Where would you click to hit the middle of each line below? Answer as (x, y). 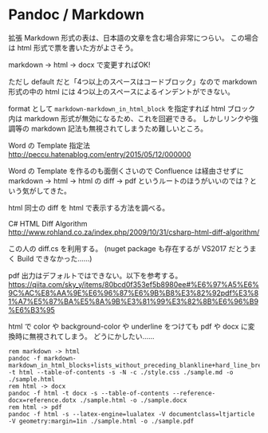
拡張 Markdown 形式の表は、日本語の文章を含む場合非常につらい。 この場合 (134, 37)
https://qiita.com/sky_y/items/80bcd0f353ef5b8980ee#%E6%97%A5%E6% (134, 284)
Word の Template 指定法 (49, 145)
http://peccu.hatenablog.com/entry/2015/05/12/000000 (100, 154)
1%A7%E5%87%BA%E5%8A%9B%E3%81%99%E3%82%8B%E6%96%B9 (134, 301)
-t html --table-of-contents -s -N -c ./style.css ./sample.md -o (121, 372)
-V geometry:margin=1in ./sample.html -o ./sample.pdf (101, 421)
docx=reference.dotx (43, 400)
